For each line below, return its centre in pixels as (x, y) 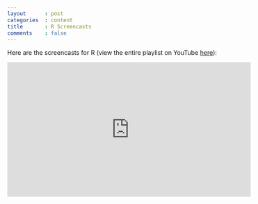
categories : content (40, 20)
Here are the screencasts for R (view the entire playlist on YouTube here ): (112, 53)
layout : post (35, 14)
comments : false (37, 33)
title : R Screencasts (49, 26)
